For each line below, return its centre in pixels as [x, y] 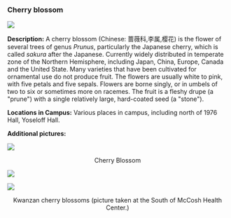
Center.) [118, 207]
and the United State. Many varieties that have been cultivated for [102, 69]
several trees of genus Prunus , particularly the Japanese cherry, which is [113, 47]
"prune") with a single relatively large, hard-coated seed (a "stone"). [106, 99]
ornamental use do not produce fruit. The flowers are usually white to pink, [115, 77]
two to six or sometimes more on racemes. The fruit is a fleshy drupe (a [110, 92]
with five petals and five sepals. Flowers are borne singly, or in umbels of [113, 84]
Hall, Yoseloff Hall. [34, 120]
